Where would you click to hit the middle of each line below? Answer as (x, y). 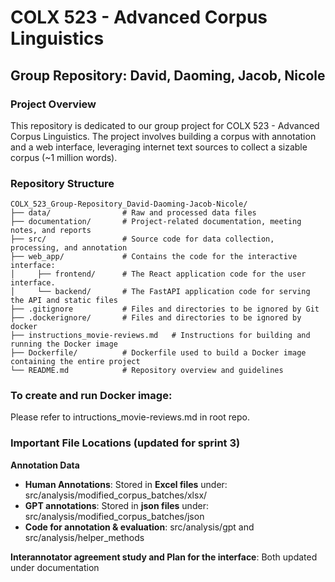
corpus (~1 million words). (64, 157)
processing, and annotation (69, 248)
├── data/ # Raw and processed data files (133, 213)
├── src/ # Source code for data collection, (142, 239)
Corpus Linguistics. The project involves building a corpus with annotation (163, 136)
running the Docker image (64, 344)
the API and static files (64, 301)
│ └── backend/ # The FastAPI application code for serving (160, 292)
